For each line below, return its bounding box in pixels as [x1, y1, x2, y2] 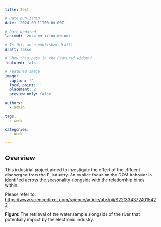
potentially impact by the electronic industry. [5, 216, 94, 222]
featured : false [5, 60, 38, 65]
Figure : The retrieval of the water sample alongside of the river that [5, 211, 140, 217]
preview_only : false [9, 92, 51, 97]
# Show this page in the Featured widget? [5, 56, 92, 61]
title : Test [5, 7, 29, 12]
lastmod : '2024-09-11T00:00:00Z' [5, 34, 73, 39]
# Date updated [5, 29, 36, 34]
